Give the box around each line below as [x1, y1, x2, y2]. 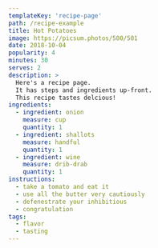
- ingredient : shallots [15, 130, 95, 138]
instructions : [8, 175, 56, 184]
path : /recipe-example [8, 19, 84, 27]
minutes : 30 [8, 57, 48, 65]
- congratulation [15, 205, 74, 213]
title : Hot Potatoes [8, 26, 78, 34]
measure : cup [22, 116, 67, 124]
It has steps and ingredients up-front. [15, 86, 152, 94]
